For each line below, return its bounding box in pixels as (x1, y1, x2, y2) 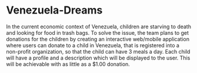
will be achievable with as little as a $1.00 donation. (6, 60, 131, 68)
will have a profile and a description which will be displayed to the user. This (6, 54, 191, 61)
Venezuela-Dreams (6, 4, 103, 17)
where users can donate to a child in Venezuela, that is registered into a (6, 42, 179, 49)
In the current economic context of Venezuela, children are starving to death (6, 23, 191, 30)
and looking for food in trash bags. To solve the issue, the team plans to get (6, 29, 189, 36)
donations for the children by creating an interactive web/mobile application (6, 35, 190, 42)
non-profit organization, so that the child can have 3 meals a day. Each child (6, 48, 191, 55)
